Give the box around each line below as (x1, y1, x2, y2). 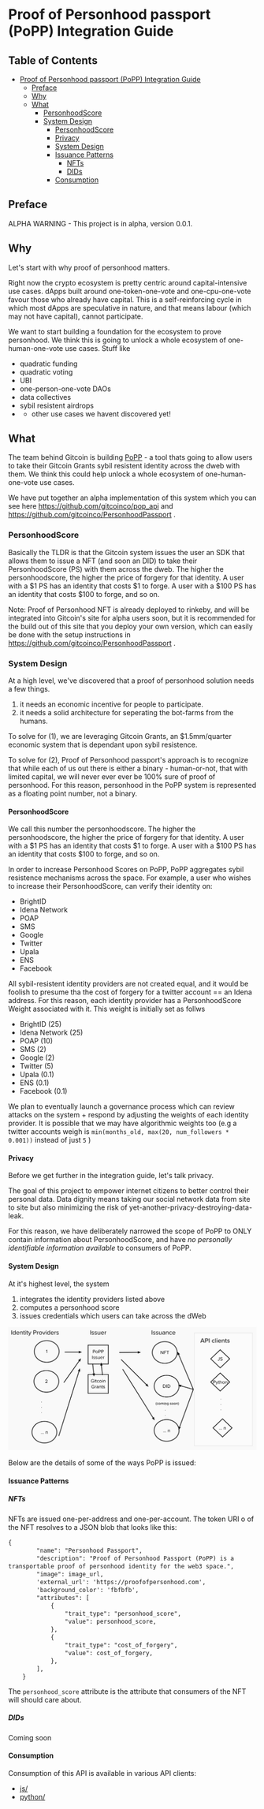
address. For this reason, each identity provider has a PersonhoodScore (8, 996, 242, 1005)
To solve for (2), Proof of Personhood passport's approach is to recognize (8, 755, 249, 765)
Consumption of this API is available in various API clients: (8, 1768, 197, 1777)
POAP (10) (19, 1036, 54, 1046)
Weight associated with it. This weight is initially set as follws (8, 1004, 206, 1014)
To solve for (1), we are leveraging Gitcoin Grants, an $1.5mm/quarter (8, 732, 232, 741)
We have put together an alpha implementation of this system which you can (8, 493, 257, 502)
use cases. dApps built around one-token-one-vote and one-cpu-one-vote (8, 286, 251, 296)
